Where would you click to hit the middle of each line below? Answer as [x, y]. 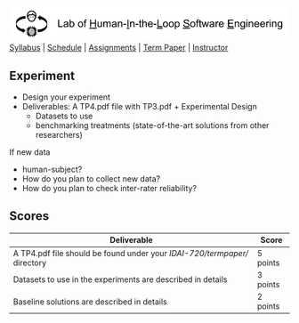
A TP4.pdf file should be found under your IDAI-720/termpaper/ [131, 253]
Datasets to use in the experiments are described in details [120, 279]
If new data [30, 152]
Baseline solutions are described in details [90, 302]
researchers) [59, 134]
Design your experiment [66, 97]
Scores [29, 216]
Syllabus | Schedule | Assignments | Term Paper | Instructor [119, 48]
